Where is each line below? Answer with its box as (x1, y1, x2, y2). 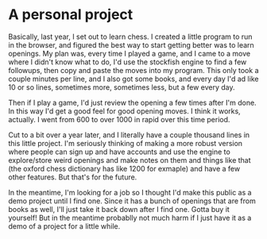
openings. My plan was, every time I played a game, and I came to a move (8, 48, 251, 58)
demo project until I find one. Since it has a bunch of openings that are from (8, 196, 256, 206)
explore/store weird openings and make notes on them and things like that (8, 155, 252, 164)
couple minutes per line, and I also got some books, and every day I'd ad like (8, 74, 259, 83)
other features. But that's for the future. (8, 172, 137, 182)
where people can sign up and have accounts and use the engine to (8, 147, 230, 156)
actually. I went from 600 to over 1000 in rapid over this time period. (8, 114, 230, 124)
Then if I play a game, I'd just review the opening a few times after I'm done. (8, 98, 257, 107)
